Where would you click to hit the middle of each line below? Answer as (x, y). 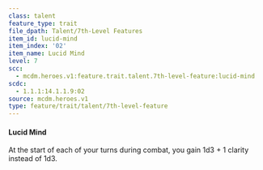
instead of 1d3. (33, 159)
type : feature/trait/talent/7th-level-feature (88, 106)
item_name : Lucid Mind (47, 53)
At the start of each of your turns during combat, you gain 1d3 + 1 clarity (129, 150)
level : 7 (23, 62)
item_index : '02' (38, 46)
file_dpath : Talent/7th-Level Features (76, 31)
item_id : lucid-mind (43, 38)
